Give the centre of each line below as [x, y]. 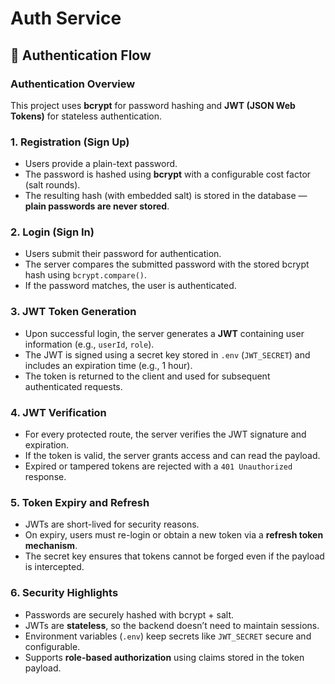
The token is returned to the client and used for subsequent [147, 376]
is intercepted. [54, 567]
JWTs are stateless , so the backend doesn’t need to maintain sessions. [172, 625]
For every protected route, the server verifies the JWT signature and [165, 434]
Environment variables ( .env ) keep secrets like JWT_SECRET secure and [168, 636]
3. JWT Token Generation [73, 312]
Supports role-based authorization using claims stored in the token [164, 657]
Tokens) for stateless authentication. [86, 116]
